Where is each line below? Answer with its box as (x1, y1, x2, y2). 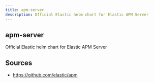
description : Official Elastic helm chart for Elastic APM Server (5, 12, 149, 17)
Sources (5, 58, 33, 67)
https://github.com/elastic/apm (12, 72, 78, 78)
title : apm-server (5, 7, 44, 13)
